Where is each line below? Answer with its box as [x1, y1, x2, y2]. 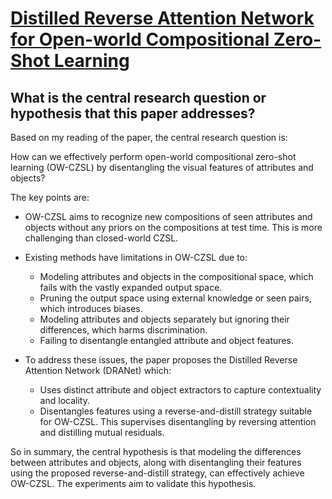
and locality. [39, 395, 90, 406]
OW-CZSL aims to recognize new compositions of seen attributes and [24, 211, 313, 222]
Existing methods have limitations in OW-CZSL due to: [24, 252, 248, 263]
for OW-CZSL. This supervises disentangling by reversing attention [39, 416, 317, 427]
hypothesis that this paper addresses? [10, 105, 256, 122]
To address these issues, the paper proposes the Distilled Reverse [24, 354, 298, 366]
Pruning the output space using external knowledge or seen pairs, [39, 292, 312, 304]
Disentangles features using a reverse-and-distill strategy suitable [39, 405, 313, 417]
